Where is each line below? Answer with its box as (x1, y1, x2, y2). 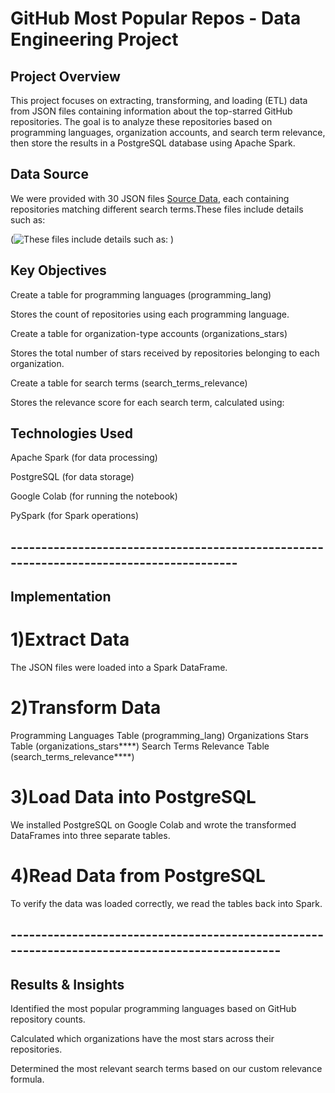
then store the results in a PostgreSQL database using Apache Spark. (10, 137, 296, 149)
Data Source (10, 166, 89, 183)
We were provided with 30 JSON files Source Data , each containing (10, 192, 290, 204)
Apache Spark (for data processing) (10, 452, 158, 464)
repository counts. (10, 1013, 86, 1026)
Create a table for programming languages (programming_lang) (10, 288, 272, 301)
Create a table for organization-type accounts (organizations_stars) (10, 327, 288, 339)
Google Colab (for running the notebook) (10, 490, 178, 502)
